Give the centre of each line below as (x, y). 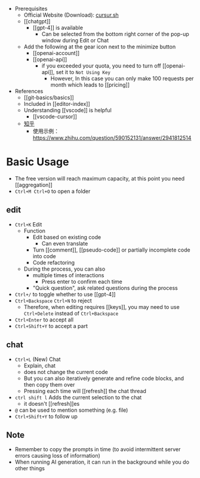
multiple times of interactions (68, 275)
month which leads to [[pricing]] (90, 85)
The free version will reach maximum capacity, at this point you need (100, 178)
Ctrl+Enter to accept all (44, 320)
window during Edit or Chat (75, 40)
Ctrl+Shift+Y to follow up (46, 416)
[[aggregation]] (33, 185)
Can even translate (65, 243)
